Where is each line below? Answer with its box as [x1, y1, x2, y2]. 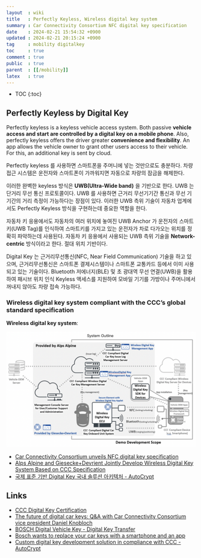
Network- [170, 232, 196, 240]
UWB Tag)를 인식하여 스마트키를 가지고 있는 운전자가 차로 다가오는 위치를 [13, 225, 187, 232]
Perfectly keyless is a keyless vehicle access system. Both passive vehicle [6, 124, 192, 131]
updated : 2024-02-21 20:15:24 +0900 [6, 35, 101, 42]
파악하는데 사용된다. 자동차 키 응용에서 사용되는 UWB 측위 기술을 [17, 232, 170, 240]
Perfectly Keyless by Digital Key [6, 108, 129, 118]
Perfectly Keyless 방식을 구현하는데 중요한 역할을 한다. [17, 205, 147, 212]
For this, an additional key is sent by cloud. [6, 149, 113, 157]
